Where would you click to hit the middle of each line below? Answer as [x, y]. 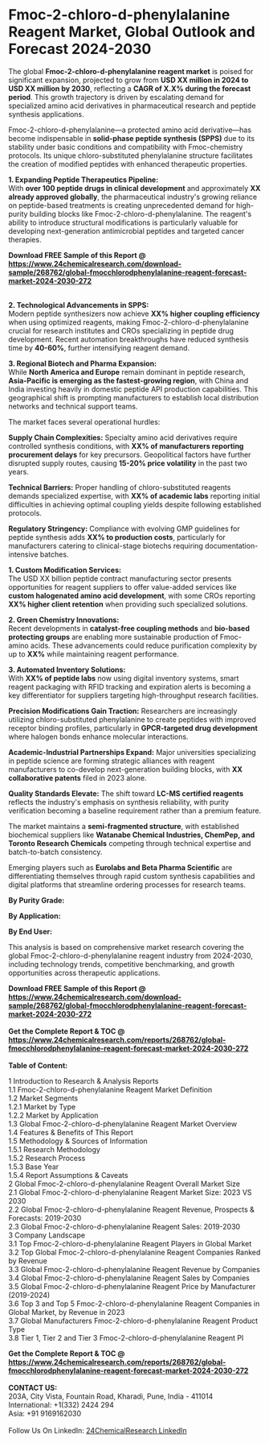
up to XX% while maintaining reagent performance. [94, 653]
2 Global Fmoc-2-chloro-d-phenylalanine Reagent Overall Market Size [124, 1184]
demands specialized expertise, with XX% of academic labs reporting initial [134, 496]
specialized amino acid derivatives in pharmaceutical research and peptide [132, 106]
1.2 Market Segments [43, 1098]
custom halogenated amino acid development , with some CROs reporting [132, 595]
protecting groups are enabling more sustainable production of [113, 636]
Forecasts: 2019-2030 [45, 1217]
